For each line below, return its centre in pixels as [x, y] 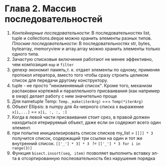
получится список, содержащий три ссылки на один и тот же [77, 138]
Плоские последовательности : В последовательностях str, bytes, [81, 43]
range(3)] [22, 148]
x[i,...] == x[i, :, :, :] [40, 111]
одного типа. [25, 54]
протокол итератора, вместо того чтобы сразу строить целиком [80, 75]
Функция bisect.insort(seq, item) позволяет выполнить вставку [81, 153]
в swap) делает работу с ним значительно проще [64, 96]
